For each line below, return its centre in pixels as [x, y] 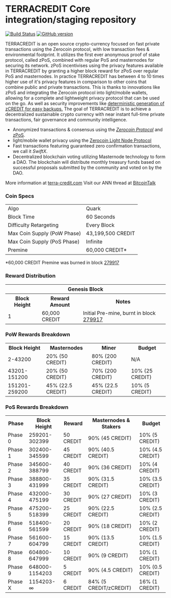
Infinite [94, 242]
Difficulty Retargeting [33, 225]
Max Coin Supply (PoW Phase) [45, 234]
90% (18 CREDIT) [110, 526]
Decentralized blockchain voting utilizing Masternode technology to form [89, 157]
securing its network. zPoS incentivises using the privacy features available [84, 65]
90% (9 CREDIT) [108, 556]
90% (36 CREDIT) [110, 467]
